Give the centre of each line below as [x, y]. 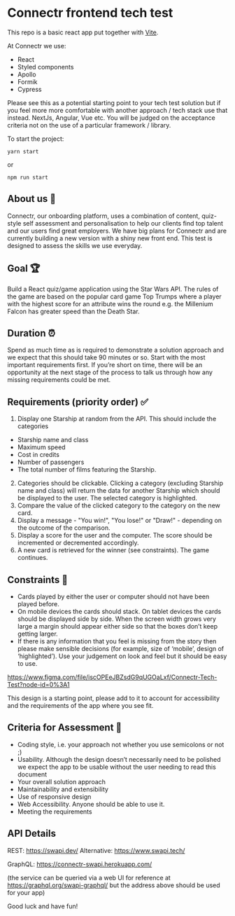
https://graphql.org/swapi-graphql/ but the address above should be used [114, 885]
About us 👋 [32, 199]
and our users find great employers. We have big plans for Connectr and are [117, 231]
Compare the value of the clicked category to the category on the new [119, 505]
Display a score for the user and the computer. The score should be [115, 535]
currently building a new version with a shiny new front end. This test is [110, 238]
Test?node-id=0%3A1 [38, 684]
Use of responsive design [54, 796]
